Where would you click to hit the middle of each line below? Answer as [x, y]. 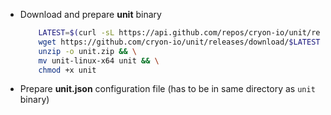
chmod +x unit [67, 70]
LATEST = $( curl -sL [76, 33]
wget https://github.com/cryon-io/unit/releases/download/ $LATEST [179, 42]
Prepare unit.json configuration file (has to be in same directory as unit [167, 89]
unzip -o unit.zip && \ [87, 51]
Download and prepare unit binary [90, 14]
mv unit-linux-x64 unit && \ [99, 60]
